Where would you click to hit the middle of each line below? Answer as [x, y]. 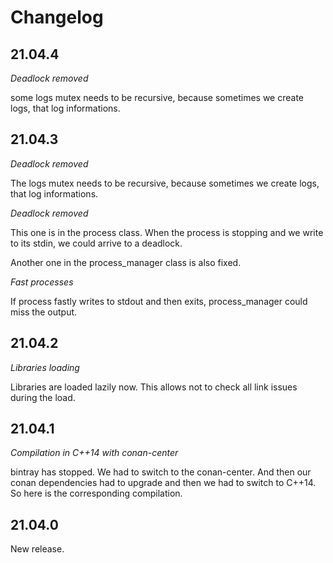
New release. [37, 549]
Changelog [57, 17]
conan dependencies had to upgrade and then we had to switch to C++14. [163, 483]
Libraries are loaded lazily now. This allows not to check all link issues [154, 387]
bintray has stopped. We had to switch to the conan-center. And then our [161, 472]
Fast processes [42, 282]
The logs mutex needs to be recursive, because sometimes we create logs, [165, 183]
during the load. [43, 397]
